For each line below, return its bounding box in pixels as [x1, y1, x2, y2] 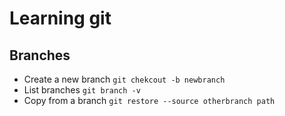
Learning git [9, 7, 112, 30]
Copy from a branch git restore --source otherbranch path [23, 95, 276, 106]
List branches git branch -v [23, 84, 141, 96]
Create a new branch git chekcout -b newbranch [23, 73, 226, 85]
